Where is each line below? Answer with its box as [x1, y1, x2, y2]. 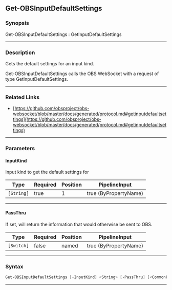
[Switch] [8, 243, 29, 248]
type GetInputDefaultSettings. [5, 76, 68, 82]
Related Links [5, 94, 40, 101]
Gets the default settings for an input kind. [5, 60, 94, 66]
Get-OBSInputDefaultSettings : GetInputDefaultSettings [5, 31, 122, 38]
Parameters [5, 145, 35, 152]
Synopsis [5, 20, 29, 27]
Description [5, 49, 35, 56]
